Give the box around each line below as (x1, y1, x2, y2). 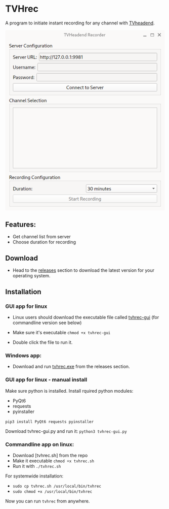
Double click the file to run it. (12, 339, 73, 345)
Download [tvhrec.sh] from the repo (12, 452, 88, 458)
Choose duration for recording (12, 239, 76, 245)
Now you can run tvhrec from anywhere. (5, 498, 90, 504)
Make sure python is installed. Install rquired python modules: (5, 388, 134, 394)
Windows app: (5, 352, 42, 359)
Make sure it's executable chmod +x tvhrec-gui (12, 329, 111, 335)
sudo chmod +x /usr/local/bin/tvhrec (12, 489, 93, 494)
